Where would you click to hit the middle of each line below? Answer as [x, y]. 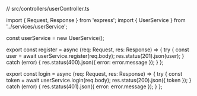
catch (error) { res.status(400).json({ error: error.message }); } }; [85, 62]
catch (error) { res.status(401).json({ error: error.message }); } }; [84, 86]
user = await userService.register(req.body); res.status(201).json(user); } [95, 56]
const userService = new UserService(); [55, 38]
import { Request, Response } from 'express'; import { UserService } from [96, 20]
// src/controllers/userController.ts [48, 9]
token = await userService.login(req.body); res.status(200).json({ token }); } [99, 80]
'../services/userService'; [37, 27]
